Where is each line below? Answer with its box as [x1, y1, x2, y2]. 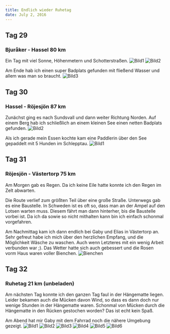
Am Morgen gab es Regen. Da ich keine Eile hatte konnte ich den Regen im [5, 182, 161, 188]
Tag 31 [5, 155, 26, 164]
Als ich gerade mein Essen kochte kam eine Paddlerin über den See [5, 135, 147, 141]
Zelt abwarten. [5, 187, 36, 193]
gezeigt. [5, 323, 22, 329]
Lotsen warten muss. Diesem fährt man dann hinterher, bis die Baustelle [5, 208, 156, 214]
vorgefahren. [5, 219, 32, 225]
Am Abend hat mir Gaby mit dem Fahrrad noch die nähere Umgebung [5, 318, 151, 324]
